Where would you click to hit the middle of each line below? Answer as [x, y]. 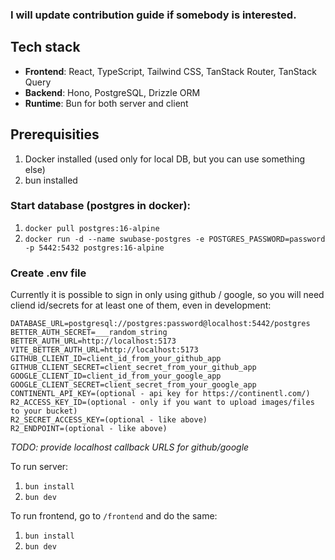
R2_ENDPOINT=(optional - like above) [89, 429]
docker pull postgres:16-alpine [92, 228]
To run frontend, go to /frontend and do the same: [114, 516]
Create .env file [48, 273]
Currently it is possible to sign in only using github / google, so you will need [167, 295]
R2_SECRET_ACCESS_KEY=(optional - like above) [109, 420]
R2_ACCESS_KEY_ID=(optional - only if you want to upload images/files [162, 403]
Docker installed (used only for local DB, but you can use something [165, 159]
